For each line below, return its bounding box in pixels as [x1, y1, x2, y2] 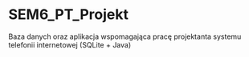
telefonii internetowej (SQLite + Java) [8, 40, 132, 49]
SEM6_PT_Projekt [8, 6, 129, 24]
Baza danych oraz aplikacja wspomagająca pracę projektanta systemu [8, 32, 242, 41]
